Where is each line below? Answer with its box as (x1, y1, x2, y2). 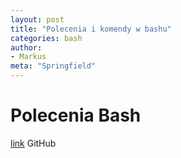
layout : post (10, 14, 65, 25)
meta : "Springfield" (10, 61, 97, 71)
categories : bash (10, 33, 83, 43)
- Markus (10, 52, 47, 62)
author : (10, 42, 43, 53)
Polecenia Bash (10, 104, 142, 127)
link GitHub (10, 137, 57, 149)
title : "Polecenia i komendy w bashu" (10, 24, 172, 34)
